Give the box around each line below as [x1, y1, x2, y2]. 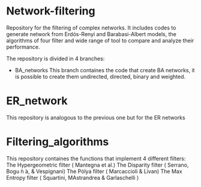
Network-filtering [6, 4, 95, 18]
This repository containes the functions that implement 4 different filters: [6, 155, 186, 162]
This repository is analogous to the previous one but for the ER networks [6, 114, 185, 121]
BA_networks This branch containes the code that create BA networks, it [14, 66, 195, 73]
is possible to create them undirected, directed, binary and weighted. [14, 73, 186, 80]
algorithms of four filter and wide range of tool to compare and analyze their [6, 37, 194, 44]
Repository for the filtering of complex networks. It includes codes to [6, 24, 176, 31]
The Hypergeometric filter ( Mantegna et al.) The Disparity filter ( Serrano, [6, 161, 189, 168]
